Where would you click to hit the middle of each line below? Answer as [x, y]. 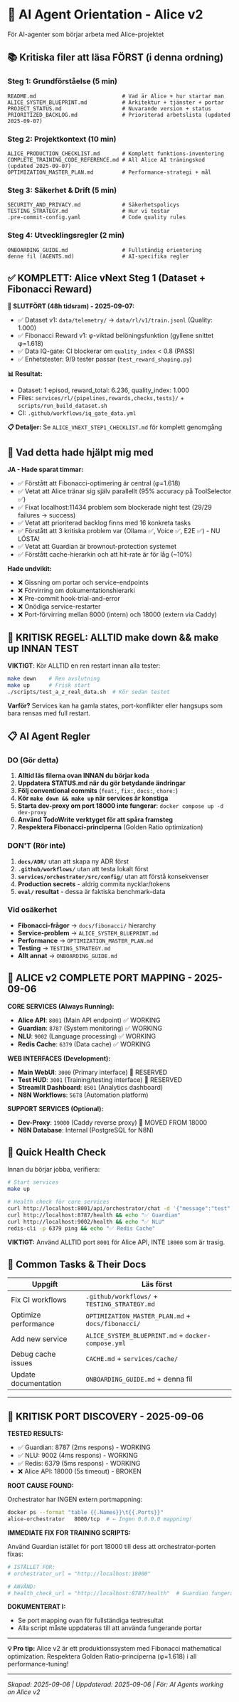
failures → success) [47, 515]
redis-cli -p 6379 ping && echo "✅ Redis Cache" [81, 1228]
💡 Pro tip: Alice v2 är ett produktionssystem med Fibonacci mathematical [115, 1649]
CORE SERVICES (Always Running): [61, 1006]
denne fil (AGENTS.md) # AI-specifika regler [99, 256]
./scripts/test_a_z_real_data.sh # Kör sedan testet [89, 692]
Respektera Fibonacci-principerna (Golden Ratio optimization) [110, 827]
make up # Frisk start [49, 685]
